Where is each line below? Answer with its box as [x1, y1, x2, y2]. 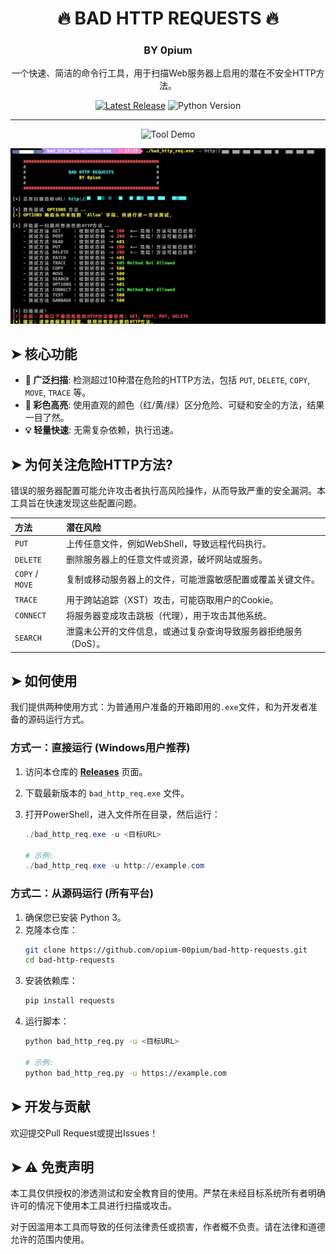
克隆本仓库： [24, 923, 78, 936]
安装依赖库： [24, 975, 78, 987]
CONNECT [14, 611, 47, 621]
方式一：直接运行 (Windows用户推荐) [10, 741, 191, 755]
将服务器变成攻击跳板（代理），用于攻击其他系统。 [66, 609, 273, 621]
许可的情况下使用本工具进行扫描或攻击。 [10, 1200, 177, 1212]
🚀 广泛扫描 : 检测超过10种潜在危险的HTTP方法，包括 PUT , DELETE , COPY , [24, 374, 311, 386]
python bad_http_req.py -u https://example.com [24, 1068, 227, 1078]
